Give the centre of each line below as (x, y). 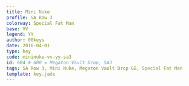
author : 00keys (25, 40)
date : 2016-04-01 (28, 46)
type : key (19, 51)
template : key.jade (31, 74)
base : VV (17, 29)
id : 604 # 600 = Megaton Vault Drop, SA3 (59, 62)
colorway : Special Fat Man (40, 23)
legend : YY (20, 35)
